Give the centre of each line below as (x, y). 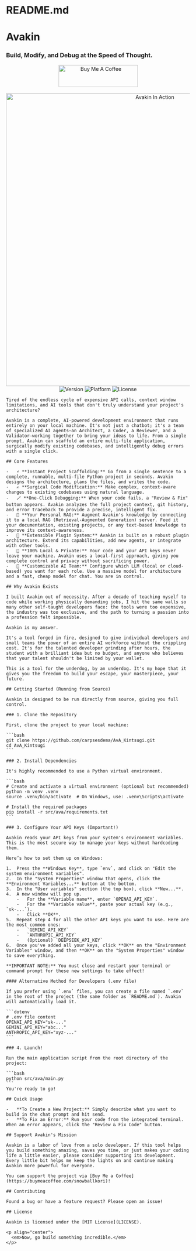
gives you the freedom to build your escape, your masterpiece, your (92, 674)
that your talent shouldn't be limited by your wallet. (75, 658)
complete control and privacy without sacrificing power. (78, 561)
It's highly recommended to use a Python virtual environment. (85, 771)
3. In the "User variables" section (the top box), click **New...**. (95, 889)
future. (15, 679)
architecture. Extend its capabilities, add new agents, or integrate (94, 540)
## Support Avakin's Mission (41, 1135)
